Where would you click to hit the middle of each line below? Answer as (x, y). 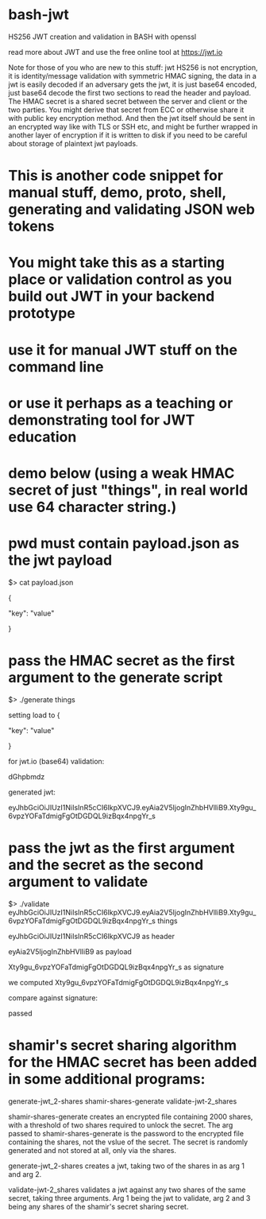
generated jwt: (32, 792)
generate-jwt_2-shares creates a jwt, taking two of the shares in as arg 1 (126, 1166)
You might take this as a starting (116, 263)
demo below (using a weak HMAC (121, 473)
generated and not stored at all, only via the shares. (93, 1150)
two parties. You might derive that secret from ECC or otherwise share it (126, 110)
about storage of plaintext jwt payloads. (73, 143)
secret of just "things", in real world (128, 490)
